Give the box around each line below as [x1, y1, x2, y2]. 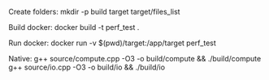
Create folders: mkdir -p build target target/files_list [8, 7, 180, 16]
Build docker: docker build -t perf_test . [8, 23, 140, 32]
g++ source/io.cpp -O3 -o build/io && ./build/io [8, 62, 165, 72]
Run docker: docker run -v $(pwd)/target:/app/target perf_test [8, 38, 217, 48]
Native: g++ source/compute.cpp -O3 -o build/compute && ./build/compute [8, 54, 262, 63]
